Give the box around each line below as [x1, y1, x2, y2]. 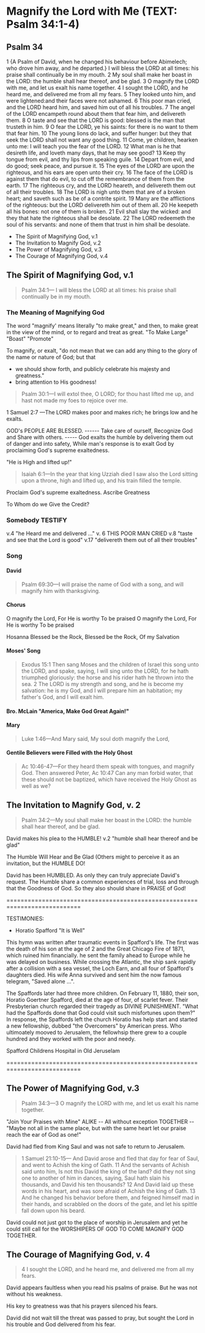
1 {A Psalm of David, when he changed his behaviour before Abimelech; [6, 58, 188, 65]
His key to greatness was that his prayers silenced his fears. [6, 1302, 158, 1310]
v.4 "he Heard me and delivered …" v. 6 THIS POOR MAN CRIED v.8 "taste [6, 530, 193, 537]
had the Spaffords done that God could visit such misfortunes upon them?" [6, 1009, 196, 1016]
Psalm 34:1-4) [6, 17, 80, 31]
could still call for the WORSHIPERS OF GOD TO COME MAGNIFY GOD [6, 1225, 184, 1232]
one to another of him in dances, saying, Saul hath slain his [21, 1174, 170, 1182]
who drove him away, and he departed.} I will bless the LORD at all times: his [6, 64, 199, 72]
